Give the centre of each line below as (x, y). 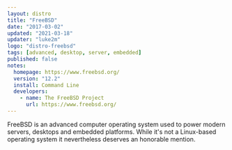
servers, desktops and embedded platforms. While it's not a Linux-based (112, 132)
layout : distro (29, 14)
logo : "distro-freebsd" (42, 46)
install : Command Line (46, 85)
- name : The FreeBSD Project (62, 98)
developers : (31, 91)
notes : (17, 66)
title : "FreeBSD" (32, 20)
